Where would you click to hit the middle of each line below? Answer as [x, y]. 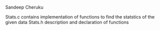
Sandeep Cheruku [24, 7]
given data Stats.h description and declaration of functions [67, 22]
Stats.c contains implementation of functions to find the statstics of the [80, 17]
